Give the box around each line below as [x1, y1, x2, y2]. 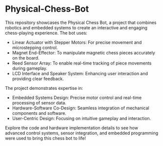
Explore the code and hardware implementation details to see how [5, 125, 138, 130]
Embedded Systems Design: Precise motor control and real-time [12, 94, 142, 101]
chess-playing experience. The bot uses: [5, 30, 88, 36]
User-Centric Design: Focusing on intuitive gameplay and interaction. [12, 115, 151, 121]
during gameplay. [12, 65, 48, 71]
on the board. [12, 55, 40, 61]
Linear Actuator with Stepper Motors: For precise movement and [12, 39, 142, 45]
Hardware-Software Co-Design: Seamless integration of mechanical [12, 105, 150, 111]
